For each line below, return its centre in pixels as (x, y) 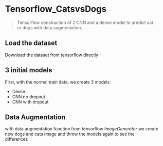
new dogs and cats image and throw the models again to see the (70, 134)
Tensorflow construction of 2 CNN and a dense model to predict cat (85, 22)
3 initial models (29, 70)
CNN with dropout (30, 102)
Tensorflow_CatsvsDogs (56, 9)
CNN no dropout (28, 97)
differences (17, 139)
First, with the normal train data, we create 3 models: (58, 82)
